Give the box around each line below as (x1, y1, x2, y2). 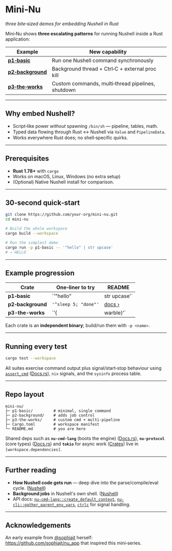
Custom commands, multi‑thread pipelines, (52, 80, 155, 87)
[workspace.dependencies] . (5, 446, 62, 452)
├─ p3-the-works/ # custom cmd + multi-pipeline (5, 417, 120, 422)
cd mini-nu (5, 217, 29, 222)
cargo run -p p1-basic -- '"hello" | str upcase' (5, 245, 114, 250)
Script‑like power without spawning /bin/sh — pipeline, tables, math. (12, 123, 159, 129)
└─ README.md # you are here (5, 426, 86, 431)
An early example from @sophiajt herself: (5, 535, 93, 541)
